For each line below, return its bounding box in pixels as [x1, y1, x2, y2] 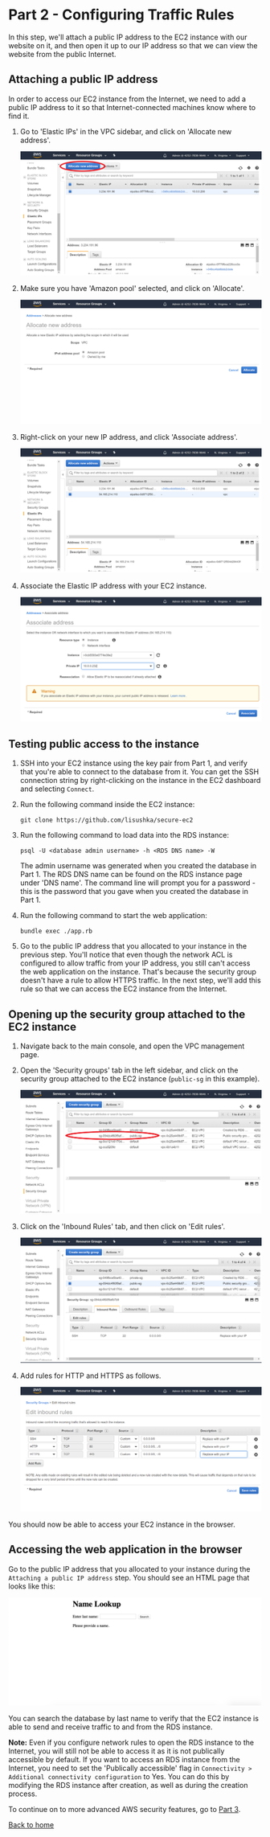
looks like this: [8, 1581, 56, 1591]
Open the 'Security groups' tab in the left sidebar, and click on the [19, 1065, 239, 1075]
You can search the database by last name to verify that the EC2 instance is [8, 1714, 260, 1724]
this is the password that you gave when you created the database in [19, 887, 249, 896]
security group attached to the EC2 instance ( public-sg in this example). [19, 1074, 260, 1084]
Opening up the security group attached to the [8, 1007, 246, 1021]
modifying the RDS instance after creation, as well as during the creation [8, 1781, 248, 1790]
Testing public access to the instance [8, 737, 199, 751]
